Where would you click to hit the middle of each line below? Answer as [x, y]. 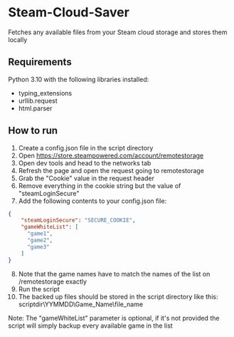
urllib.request [38, 100]
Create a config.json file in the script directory [86, 147]
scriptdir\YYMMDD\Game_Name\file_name [81, 304]
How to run [33, 131]
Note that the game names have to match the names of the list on [114, 274]
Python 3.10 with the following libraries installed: [79, 79]
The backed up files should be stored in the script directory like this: [118, 296]
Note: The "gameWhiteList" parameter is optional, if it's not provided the [114, 318]
